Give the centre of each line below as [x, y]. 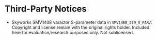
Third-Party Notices [46, 9]
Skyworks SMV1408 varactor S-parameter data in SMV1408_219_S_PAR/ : [82, 22]
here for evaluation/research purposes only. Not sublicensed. [73, 32]
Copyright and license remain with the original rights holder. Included [80, 27]
